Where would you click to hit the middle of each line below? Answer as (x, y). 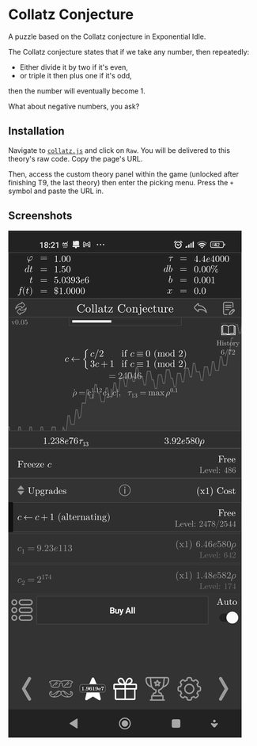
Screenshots (40, 216)
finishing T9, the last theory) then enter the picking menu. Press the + (121, 182)
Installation (36, 131)
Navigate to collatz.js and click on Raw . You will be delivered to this (119, 150)
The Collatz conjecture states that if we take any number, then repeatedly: (129, 51)
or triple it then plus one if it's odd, (76, 75)
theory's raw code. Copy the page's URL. (76, 158)
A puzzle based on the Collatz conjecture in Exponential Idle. (107, 36)
